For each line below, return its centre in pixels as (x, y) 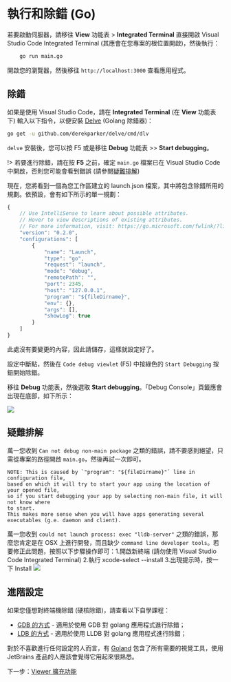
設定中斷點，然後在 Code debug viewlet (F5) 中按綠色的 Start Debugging (109, 364)
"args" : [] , (61, 310)
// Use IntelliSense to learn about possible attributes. (104, 214)
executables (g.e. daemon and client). (64, 520)
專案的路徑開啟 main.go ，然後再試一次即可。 (82, 459)
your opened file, (33, 490)
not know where (29, 502)
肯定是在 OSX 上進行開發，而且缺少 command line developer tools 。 (116, 542)
